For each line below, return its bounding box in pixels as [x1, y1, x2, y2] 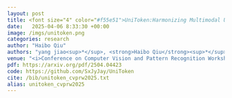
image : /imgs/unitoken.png [7, 29, 85, 37]
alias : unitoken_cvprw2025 [7, 81, 85, 88]
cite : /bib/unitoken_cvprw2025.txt [7, 74, 110, 81]
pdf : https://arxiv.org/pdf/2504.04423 [7, 61, 122, 68]
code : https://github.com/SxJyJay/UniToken [7, 68, 135, 75]
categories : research [7, 36, 70, 43]
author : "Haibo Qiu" [7, 42, 67, 49]
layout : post [7, 10, 45, 17]
